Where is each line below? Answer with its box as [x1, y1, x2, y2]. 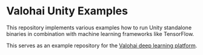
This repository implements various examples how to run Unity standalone [6, 24, 192, 31]
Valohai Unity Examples [6, 4, 128, 18]
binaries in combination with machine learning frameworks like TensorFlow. [6, 30, 195, 37]
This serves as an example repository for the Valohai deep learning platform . [6, 42, 198, 49]
